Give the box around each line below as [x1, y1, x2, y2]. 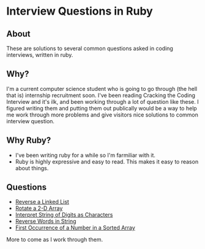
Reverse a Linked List [15, 198, 69, 206]
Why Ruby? [6, 135, 51, 146]
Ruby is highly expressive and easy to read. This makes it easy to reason [15, 157, 199, 165]
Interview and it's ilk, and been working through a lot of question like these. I [6, 98, 199, 105]
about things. [15, 164, 49, 171]
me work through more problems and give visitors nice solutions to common [6, 111, 199, 118]
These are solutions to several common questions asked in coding [6, 45, 173, 52]
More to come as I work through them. [6, 236, 103, 244]
